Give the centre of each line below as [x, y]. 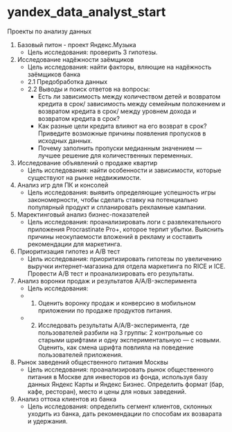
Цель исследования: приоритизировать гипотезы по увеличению [124, 258]
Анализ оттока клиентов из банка [66, 399]
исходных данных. [65, 140]
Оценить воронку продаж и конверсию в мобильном [117, 303]
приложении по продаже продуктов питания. [105, 310]
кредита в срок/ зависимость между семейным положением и [132, 103]
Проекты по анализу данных [50, 31]
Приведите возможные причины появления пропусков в [122, 133]
